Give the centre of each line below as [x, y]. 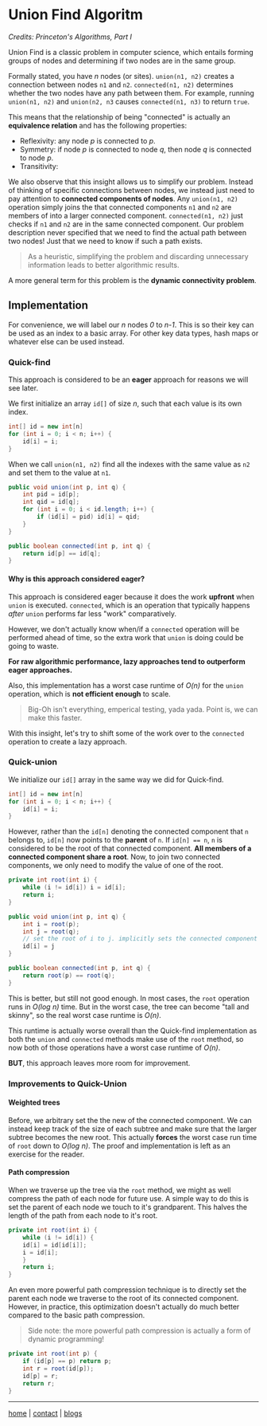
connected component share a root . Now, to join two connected [114, 857]
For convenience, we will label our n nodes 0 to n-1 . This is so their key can [131, 324]
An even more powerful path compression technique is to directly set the [128, 1290]
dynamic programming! [66, 1339]
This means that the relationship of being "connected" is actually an [119, 116]
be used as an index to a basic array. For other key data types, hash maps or [133, 333]
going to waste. [34, 646]
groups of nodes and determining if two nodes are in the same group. [122, 61]
